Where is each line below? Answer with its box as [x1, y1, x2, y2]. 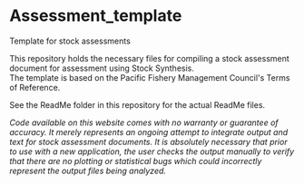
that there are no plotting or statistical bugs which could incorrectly [9, 155, 262, 166]
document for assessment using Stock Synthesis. [9, 63, 195, 73]
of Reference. [9, 82, 61, 92]
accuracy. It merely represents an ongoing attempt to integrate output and [9, 126, 289, 137]
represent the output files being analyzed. [9, 165, 166, 176]
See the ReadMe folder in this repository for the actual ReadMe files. [9, 99, 266, 110]
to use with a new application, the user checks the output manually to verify [9, 146, 295, 157]
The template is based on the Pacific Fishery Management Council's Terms [9, 72, 290, 83]
